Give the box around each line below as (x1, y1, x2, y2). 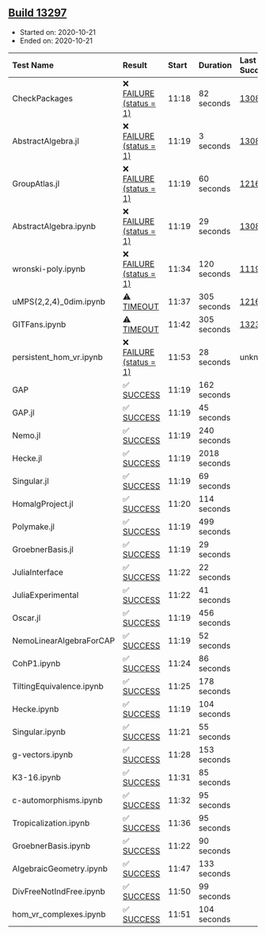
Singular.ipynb (12, 726, 66, 737)
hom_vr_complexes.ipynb (12, 908, 106, 919)
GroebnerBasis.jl (12, 543, 74, 554)
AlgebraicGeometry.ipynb (12, 863, 108, 874)
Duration (198, 59, 232, 71)
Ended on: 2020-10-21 (19, 36, 93, 45)
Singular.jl (12, 475, 49, 486)
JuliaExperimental (12, 589, 79, 600)
